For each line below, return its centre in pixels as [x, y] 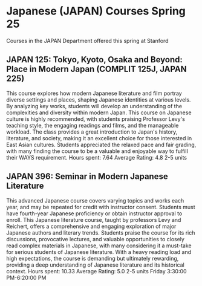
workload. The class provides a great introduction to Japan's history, [92, 132]
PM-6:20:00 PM [26, 278]
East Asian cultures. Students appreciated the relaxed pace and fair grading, [101, 145]
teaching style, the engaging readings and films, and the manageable [93, 125]
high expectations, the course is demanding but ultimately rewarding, [93, 258]
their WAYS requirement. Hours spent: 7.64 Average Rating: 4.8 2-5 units [97, 157]
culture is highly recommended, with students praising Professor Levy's [96, 119]
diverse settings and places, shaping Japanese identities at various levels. [99, 99]
